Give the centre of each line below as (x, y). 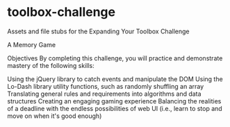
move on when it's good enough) (55, 116)
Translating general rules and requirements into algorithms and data (104, 94)
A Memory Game (32, 44)
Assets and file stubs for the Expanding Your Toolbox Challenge (98, 31)
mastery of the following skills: (51, 65)
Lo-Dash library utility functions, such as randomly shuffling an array (106, 86)
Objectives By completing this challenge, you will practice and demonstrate (115, 58)
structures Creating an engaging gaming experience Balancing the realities (114, 101)
